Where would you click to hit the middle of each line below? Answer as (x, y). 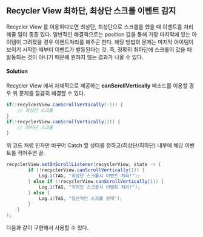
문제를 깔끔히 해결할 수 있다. (52, 94)
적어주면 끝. (31, 153)
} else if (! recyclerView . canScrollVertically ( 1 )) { (96, 181)
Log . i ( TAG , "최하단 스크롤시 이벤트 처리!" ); (89, 187)
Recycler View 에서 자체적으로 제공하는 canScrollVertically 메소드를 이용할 (97, 86)
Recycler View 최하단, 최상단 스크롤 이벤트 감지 (91, 11)
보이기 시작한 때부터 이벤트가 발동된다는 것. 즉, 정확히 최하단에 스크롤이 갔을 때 (99, 49)
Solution (17, 71)
